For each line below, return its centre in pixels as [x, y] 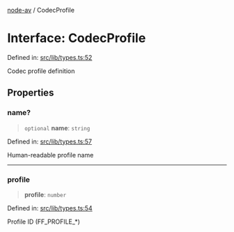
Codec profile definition [41, 71]
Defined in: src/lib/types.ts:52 [50, 57]
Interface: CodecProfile [77, 38]
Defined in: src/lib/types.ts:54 [50, 208]
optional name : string [57, 127]
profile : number [45, 194]
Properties [31, 93]
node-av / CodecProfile [41, 10]
